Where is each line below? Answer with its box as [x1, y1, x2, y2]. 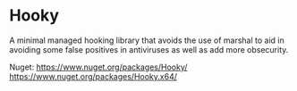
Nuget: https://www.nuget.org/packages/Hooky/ [9, 62, 188, 72]
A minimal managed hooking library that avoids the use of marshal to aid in [9, 35, 284, 45]
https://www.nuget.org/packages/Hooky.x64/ [9, 70, 177, 81]
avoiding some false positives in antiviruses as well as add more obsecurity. [9, 44, 289, 54]
